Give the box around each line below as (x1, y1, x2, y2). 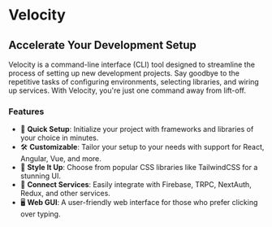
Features (8, 106, 45, 117)
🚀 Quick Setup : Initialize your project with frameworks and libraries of (19, 124, 254, 134)
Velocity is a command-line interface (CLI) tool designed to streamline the (8, 59, 256, 69)
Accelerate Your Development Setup (8, 38, 197, 52)
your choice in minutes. (19, 133, 99, 143)
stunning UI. (19, 171, 61, 181)
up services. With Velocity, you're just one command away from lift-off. (8, 85, 246, 95)
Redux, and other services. (19, 189, 111, 199)
